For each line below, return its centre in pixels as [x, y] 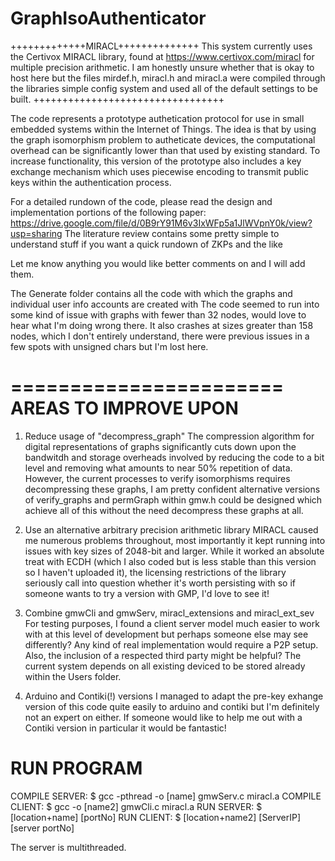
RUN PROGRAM [76, 768]
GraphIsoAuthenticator [108, 18]
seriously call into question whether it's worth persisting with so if [160, 583]
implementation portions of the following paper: [108, 212]
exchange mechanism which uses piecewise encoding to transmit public [160, 171]
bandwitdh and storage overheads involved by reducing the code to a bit [174, 457]
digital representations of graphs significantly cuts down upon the [160, 446]
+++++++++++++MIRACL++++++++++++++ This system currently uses [161, 46]
